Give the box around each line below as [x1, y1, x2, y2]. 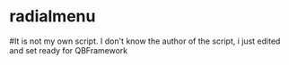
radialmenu [9, 6, 96, 27]
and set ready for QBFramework [9, 45, 128, 55]
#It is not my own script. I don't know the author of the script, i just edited [9, 36, 281, 46]
